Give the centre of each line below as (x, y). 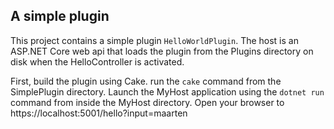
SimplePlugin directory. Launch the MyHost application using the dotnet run (167, 91)
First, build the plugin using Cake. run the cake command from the (146, 81)
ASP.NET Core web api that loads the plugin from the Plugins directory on (162, 51)
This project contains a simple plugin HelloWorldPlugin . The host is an (154, 40)
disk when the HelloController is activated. (97, 61)
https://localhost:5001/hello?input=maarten (99, 113)
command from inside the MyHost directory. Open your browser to (147, 102)
